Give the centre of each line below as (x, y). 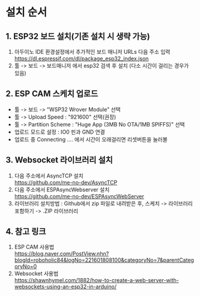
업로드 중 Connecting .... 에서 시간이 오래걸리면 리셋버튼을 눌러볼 (91, 139)
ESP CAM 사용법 (34, 247)
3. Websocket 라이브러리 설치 (59, 160)
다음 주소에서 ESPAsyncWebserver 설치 (62, 189)
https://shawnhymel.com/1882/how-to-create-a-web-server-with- (97, 280)
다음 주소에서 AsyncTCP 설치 (49, 176)
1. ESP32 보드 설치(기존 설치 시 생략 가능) (78, 36)
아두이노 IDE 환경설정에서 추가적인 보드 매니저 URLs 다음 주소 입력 (92, 52)
